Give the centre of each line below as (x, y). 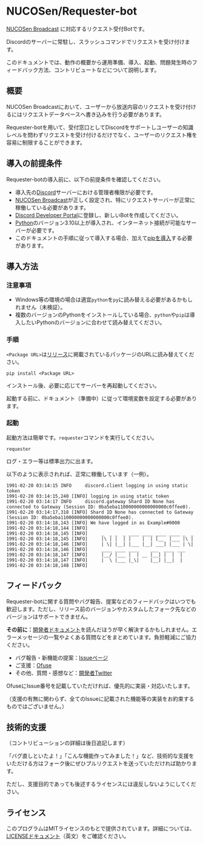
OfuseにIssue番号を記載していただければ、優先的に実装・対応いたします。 (100, 686)
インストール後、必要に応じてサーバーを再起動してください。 (83, 385)
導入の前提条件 (34, 163)
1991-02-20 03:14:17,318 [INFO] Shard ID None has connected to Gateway (100, 512)
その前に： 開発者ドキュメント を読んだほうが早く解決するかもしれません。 (99, 629)
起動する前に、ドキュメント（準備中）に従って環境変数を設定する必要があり (101, 398)
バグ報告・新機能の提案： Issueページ (62, 658)
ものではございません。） (37, 706)
